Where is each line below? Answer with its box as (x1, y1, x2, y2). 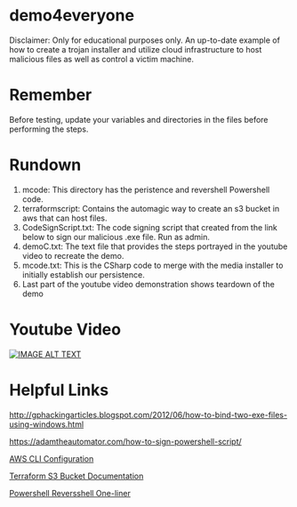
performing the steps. (9, 124, 89, 134)
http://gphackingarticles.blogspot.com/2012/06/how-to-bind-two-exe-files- (9, 409, 287, 420)
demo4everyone (9, 5, 135, 26)
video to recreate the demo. (21, 250, 124, 261)
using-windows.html (9, 419, 84, 430)
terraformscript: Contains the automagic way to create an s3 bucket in (21, 203, 280, 213)
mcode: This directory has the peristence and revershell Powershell (21, 184, 270, 195)
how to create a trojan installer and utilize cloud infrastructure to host (9, 44, 262, 54)
